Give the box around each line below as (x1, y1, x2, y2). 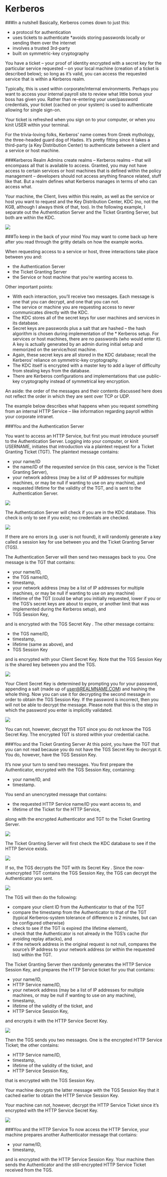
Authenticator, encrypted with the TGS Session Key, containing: (5, 767, 136, 773)
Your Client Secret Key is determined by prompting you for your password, (5, 680, 159, 686)
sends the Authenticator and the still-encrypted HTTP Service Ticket (5, 1162, 146, 1168)
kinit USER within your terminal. (5, 122, 70, 128)
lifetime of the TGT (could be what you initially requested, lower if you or (12, 595, 161, 601)
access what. (5, 183, 32, 190)
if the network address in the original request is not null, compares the (12, 941, 157, 947)
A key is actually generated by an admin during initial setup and (12, 341, 143, 347)
